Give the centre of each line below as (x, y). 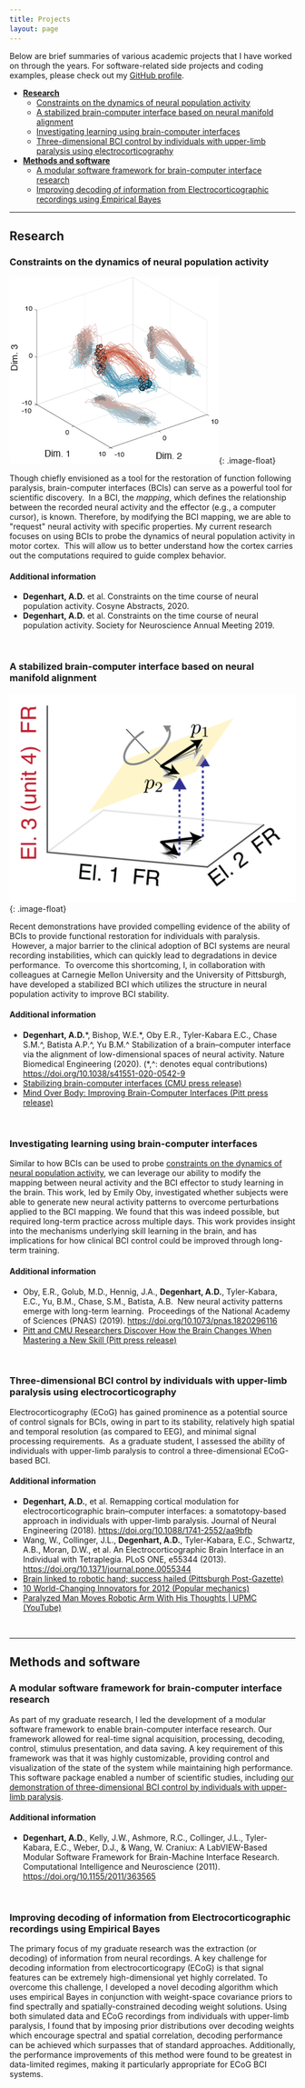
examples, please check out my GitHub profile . (97, 75)
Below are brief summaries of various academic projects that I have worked (151, 55)
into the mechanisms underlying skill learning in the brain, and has (133, 1231)
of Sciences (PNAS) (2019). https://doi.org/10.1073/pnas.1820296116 (150, 1320)
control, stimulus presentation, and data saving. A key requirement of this (146, 1748)
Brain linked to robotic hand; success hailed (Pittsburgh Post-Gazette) (153, 1579)
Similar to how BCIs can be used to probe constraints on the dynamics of (146, 1164)
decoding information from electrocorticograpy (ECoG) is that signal (137, 1968)
